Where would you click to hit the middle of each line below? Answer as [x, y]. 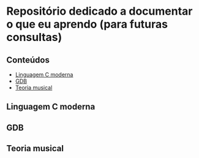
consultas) [34, 37]
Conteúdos [28, 60]
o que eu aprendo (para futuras [87, 24]
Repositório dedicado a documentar [99, 11]
